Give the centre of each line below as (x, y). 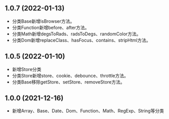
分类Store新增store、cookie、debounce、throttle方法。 (70, 75)
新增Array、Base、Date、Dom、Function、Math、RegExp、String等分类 (88, 111)
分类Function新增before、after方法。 (51, 27)
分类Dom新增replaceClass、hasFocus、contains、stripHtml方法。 (81, 40)
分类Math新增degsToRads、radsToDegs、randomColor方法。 (76, 34)
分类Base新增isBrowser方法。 (43, 21)
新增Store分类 (27, 69)
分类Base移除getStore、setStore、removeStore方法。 (69, 82)
